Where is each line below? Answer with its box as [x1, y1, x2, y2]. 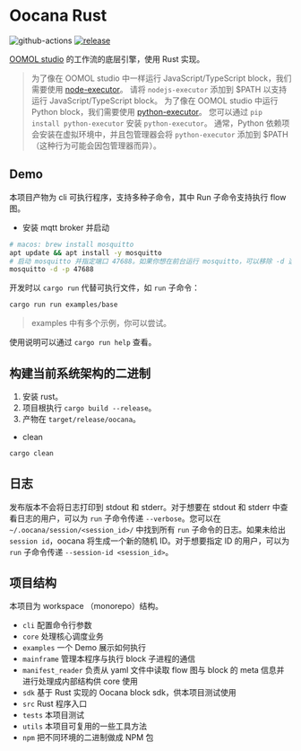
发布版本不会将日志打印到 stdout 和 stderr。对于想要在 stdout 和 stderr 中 [9, 501, 280, 512]
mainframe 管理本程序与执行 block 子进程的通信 [21, 653, 196, 665]
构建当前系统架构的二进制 [9, 366, 150, 381]
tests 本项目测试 [21, 710, 85, 720]
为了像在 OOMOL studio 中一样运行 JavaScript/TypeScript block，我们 [30, 73, 292, 84]
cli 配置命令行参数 [21, 620, 92, 631]
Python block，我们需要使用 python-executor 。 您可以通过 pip [30, 106, 262, 117]
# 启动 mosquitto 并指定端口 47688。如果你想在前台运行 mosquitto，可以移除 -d [9, 257, 285, 266]
